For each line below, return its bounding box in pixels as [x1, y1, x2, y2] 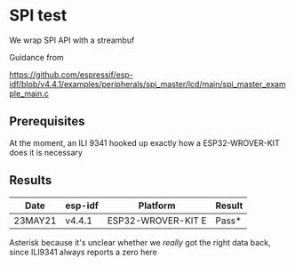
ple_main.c [9, 88, 49, 99]
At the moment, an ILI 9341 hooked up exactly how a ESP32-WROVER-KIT [9, 137, 280, 148]
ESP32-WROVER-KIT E [107, 214, 207, 227]
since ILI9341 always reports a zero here [9, 246, 157, 257]
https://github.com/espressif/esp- [9, 69, 133, 80]
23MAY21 [13, 214, 57, 227]
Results [9, 173, 52, 188]
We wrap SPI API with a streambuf [9, 35, 135, 45]
